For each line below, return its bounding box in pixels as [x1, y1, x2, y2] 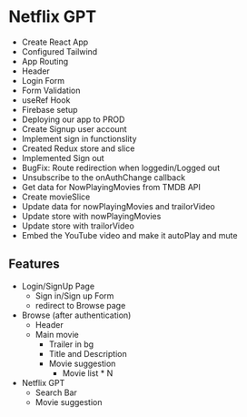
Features [8, 257, 60, 272]
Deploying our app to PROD [21, 114, 125, 125]
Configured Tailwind [21, 46, 98, 56]
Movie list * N [62, 367, 114, 379]
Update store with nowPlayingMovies [21, 210, 162, 221]
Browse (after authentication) [21, 310, 132, 320]
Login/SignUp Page [21, 280, 95, 291]
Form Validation [21, 85, 81, 96]
